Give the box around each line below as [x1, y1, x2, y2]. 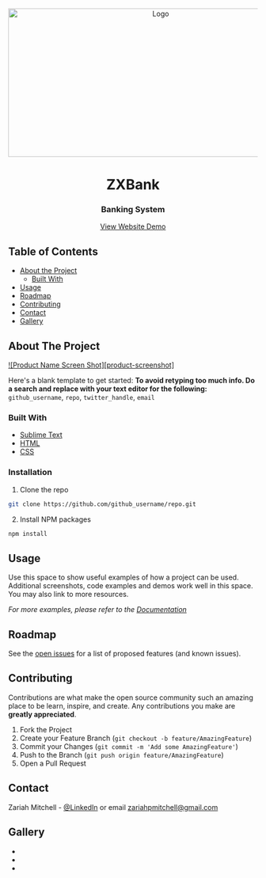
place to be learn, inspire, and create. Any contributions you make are [8, 701, 236, 710]
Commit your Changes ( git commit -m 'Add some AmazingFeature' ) [19, 741, 239, 751]
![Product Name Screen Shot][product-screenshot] [8, 360, 175, 370]
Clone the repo [19, 485, 69, 494]
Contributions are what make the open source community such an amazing [8, 693, 253, 702]
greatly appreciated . [8, 709, 77, 719]
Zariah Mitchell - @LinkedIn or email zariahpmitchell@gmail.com [8, 802, 218, 811]
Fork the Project [19, 724, 73, 734]
